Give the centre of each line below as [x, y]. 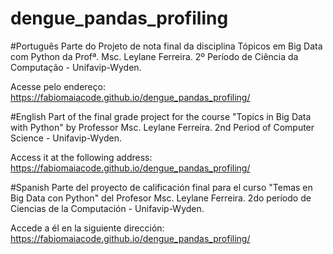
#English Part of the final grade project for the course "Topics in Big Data [161, 116]
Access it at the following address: [81, 157]
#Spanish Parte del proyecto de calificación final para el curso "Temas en [161, 187]
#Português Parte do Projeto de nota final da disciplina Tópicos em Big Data [166, 46]
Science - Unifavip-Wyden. [66, 138]
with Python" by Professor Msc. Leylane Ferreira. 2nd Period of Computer [162, 127]
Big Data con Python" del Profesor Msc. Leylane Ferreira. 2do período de [161, 198]
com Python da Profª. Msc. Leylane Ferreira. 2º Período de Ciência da [154, 56]
